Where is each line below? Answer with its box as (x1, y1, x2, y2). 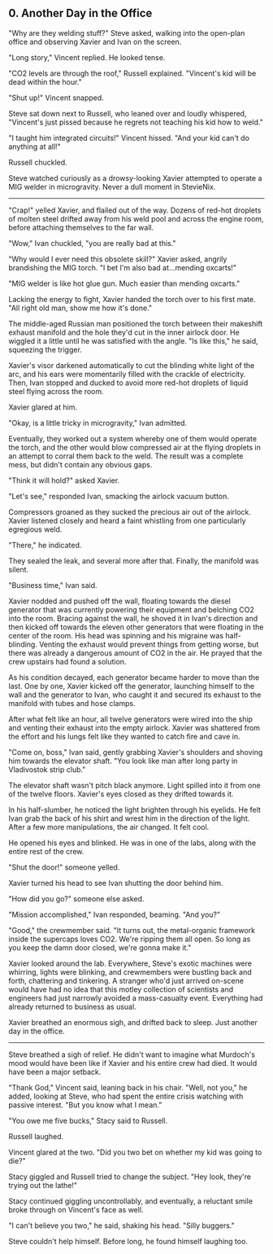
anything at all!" (8, 142, 61, 151)
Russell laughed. (8, 1131, 64, 1141)
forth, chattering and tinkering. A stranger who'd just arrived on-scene (8, 976, 244, 985)
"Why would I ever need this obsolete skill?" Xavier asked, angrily (8, 254, 227, 264)
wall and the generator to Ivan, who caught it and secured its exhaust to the (8, 690, 262, 699)
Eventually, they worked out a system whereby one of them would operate (8, 433, 258, 443)
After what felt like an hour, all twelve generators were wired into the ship (8, 714, 253, 724)
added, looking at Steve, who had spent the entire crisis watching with (8, 1091, 244, 1101)
